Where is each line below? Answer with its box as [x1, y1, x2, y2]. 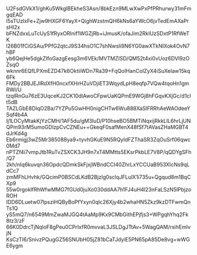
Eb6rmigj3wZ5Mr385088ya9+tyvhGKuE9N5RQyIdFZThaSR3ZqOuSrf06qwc [6, 136, 191, 143]
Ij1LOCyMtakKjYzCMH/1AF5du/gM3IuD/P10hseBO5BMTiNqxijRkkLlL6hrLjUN [6, 118, 191, 124]
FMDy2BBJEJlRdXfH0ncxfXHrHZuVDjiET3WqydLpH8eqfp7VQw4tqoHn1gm [6, 80, 189, 87]
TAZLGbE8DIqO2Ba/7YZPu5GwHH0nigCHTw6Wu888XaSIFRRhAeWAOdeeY [6, 105, 191, 112]
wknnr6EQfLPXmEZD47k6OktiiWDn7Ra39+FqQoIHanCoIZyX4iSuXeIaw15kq [6, 68, 191, 74]
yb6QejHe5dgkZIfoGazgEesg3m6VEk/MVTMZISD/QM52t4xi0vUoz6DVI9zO [6, 55, 190, 62]
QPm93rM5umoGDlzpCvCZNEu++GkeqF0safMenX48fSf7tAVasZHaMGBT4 [6, 123, 189, 130]
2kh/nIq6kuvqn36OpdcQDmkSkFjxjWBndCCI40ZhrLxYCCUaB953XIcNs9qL [6, 161, 190, 168]
